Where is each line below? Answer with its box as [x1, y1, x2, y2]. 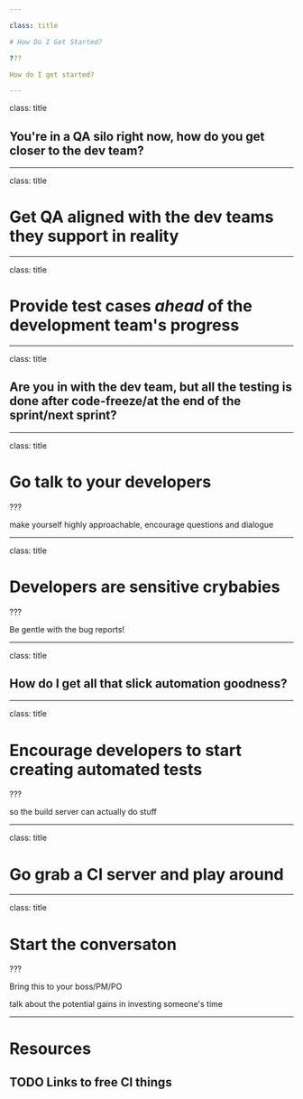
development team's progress [9, 315, 240, 336]
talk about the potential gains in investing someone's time [9, 999, 224, 1010]
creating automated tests [9, 759, 203, 780]
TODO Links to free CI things [9, 1075, 173, 1090]
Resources [9, 1039, 92, 1059]
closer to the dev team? [9, 143, 144, 158]
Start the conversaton [9, 934, 178, 955]
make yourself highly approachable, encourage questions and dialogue [9, 519, 274, 530]
